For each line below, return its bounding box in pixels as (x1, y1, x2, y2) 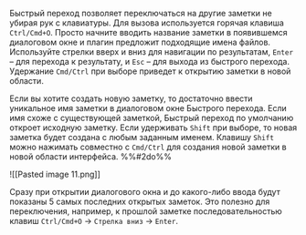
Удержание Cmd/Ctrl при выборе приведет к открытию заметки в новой (9, 66, 291, 77)
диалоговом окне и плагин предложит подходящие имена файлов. (9, 36, 271, 47)
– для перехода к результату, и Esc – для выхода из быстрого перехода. (9, 56, 290, 66)
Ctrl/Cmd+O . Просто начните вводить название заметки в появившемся (9, 27, 288, 37)
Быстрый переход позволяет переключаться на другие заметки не (9, 8, 272, 18)
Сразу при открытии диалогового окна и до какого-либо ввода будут (9, 187, 280, 197)
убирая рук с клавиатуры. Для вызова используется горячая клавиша (9, 17, 285, 28)
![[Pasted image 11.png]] (9, 169, 100, 179)
